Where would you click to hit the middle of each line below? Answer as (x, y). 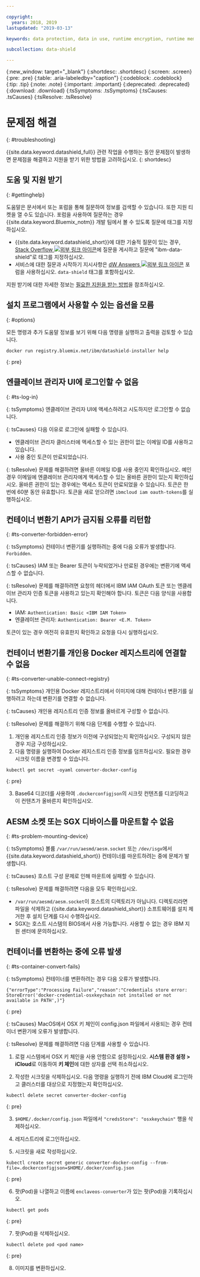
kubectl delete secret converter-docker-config (66, 1095)
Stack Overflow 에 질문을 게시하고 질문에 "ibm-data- (99, 249)
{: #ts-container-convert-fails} (43, 966)
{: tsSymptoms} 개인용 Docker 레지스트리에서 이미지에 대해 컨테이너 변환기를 (97, 691)
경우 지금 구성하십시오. (41, 744)
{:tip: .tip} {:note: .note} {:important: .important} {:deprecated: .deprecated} (98, 85)
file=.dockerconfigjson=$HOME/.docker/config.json (70, 1168)
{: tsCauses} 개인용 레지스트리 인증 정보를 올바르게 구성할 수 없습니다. (88, 711)
